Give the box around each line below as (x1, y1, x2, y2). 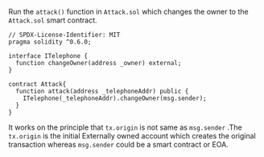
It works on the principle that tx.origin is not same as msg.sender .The (8, 122, 243, 132)
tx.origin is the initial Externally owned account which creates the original (8, 131, 256, 140)
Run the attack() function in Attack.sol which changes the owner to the (8, 7, 249, 16)
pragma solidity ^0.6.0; (8, 38, 92, 46)
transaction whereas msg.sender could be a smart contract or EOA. (8, 140, 229, 149)
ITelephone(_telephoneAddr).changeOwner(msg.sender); (23, 94, 207, 102)
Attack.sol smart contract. (8, 15, 98, 25)
